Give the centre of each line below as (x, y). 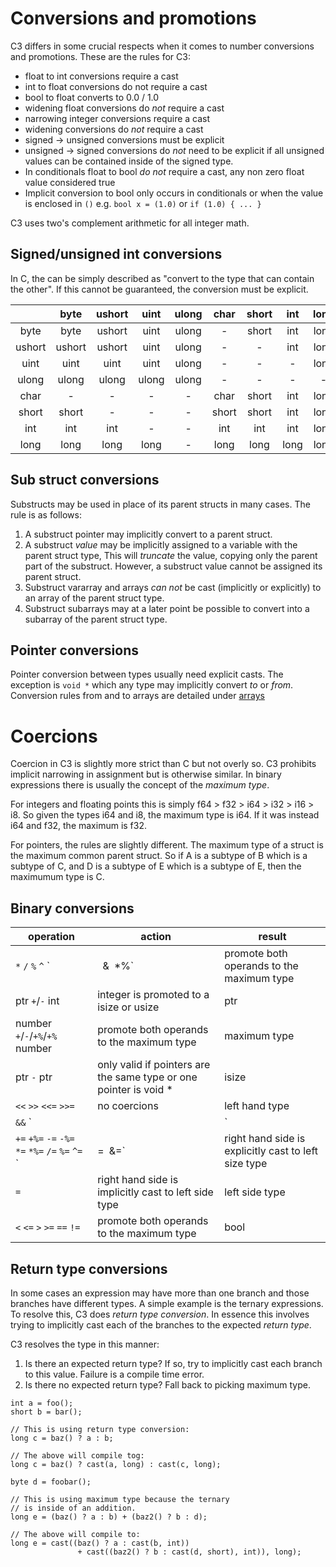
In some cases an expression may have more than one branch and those (160, 1293)
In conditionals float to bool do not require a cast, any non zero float (164, 171)
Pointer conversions (74, 650)
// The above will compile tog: (77, 1455)
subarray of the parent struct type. (96, 619)
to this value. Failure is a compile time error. (114, 1374)
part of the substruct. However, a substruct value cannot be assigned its (173, 566)
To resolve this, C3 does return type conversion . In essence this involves (160, 1314)
